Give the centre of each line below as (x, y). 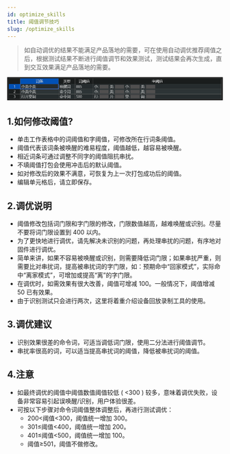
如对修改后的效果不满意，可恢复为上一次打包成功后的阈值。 (101, 174)
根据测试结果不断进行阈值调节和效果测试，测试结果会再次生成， (126, 59)
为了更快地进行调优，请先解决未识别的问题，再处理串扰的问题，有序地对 (119, 241)
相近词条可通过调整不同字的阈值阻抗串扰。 (77, 156)
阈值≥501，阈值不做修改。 (64, 444)
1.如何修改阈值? (40, 121)
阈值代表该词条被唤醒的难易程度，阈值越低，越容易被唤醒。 (101, 148)
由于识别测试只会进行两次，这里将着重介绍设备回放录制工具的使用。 (113, 301)
